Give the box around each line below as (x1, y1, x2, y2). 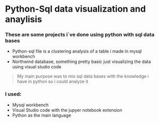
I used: (5, 91, 22, 98)
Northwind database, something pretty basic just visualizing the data (12, 59, 151, 64)
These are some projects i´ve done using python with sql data (5, 31, 155, 38)
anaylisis (5, 14, 43, 25)
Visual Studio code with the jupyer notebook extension (12, 107, 122, 113)
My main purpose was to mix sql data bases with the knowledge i (17, 73, 149, 79)
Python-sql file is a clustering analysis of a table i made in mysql (12, 48, 142, 54)
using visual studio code (12, 64, 62, 70)
